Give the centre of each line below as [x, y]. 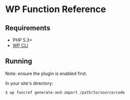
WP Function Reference [56, 9]
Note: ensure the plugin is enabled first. [46, 73]
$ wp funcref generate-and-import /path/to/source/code [65, 92]
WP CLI [20, 45]
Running [19, 61]
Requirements [28, 28]
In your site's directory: [29, 83]
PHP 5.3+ [22, 40]
